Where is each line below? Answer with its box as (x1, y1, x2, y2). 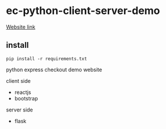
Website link (6, 23, 36, 30)
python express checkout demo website (6, 66, 103, 73)
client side (6, 77, 31, 84)
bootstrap (14, 95, 38, 102)
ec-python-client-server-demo (6, 4, 160, 18)
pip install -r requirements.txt (6, 55, 87, 62)
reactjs (14, 89, 31, 96)
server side (6, 106, 33, 113)
